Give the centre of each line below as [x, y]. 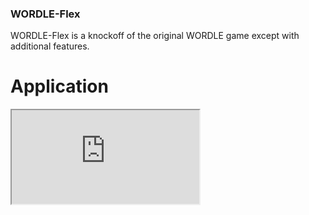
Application [59, 86]
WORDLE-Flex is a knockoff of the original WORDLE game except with [155, 36]
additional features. [50, 46]
